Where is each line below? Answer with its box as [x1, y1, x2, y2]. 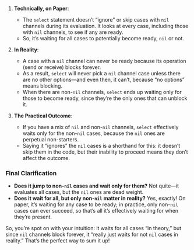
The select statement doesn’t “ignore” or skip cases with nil [22, 16, 170, 23]
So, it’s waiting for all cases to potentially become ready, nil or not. [22, 35, 185, 41]
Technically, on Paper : [13, 5, 69, 12]
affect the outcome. [22, 155, 70, 161]
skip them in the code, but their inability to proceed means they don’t [22, 148, 188, 155]
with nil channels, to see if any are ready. [22, 29, 124, 36]
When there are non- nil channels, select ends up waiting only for [22, 89, 182, 95]
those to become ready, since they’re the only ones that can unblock [22, 95, 188, 102]
